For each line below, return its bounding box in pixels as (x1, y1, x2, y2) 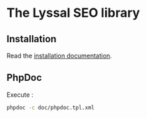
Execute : (6, 90, 34, 99)
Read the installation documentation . (6, 51, 113, 60)
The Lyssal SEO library (6, 5, 141, 21)
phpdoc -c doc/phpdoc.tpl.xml (6, 104, 95, 111)
